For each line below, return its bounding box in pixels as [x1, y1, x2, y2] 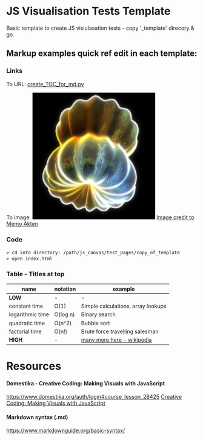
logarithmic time [8, 311, 50, 318]
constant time [8, 302, 44, 310]
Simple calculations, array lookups [81, 302, 167, 310]
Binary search [81, 311, 116, 318]
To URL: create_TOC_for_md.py [6, 80, 84, 87]
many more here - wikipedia [81, 336, 152, 344]
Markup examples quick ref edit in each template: [6, 49, 198, 59]
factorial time [8, 328, 42, 335]
